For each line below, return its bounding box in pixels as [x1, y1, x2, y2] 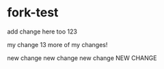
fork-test [7, 5, 59, 20]
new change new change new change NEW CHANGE [7, 53, 157, 62]
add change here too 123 [7, 27, 77, 36]
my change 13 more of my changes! [7, 40, 108, 49]
